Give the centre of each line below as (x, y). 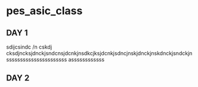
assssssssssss (86, 59)
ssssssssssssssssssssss (37, 59)
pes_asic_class (44, 11)
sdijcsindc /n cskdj (29, 47)
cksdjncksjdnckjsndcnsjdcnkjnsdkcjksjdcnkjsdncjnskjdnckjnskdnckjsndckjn (99, 53)
